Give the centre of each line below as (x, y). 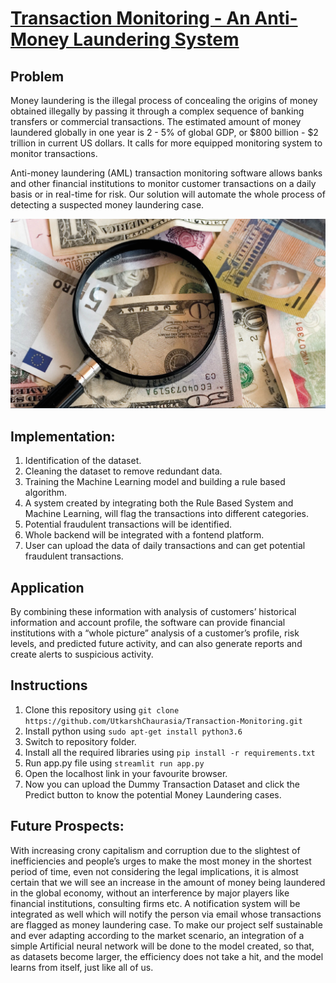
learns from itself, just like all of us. (82, 967)
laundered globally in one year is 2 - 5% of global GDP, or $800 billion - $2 (164, 132)
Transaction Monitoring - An (130, 18)
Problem (37, 76)
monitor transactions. (54, 153)
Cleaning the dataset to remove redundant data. (123, 471)
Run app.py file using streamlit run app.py (114, 763)
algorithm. (45, 493)
